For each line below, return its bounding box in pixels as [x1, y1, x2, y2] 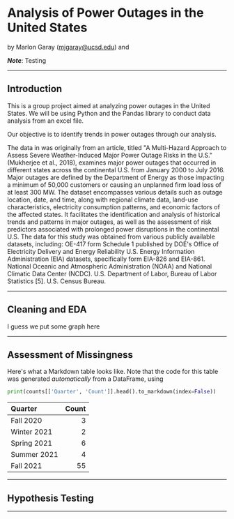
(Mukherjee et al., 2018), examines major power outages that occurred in [7, 158, 217, 167]
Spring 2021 [10, 438, 53, 448]
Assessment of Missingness [7, 349, 134, 361]
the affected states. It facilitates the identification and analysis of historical [7, 210, 221, 218]
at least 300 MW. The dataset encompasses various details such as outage [7, 188, 223, 196]
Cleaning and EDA [7, 303, 87, 315]
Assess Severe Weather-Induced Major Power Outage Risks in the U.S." [7, 151, 213, 159]
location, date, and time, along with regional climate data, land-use [7, 195, 198, 204]
